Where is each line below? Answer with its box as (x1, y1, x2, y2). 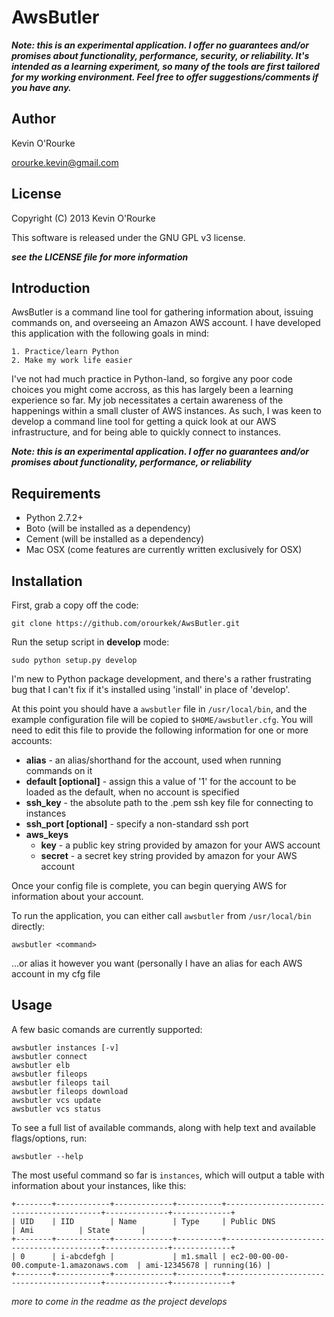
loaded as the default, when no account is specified (25, 786, 240, 798)
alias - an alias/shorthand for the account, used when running (25, 754, 282, 766)
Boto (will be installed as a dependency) (25, 522, 191, 535)
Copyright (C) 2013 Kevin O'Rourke (11, 212, 156, 224)
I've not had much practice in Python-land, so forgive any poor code (11, 373, 293, 385)
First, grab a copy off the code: (11, 599, 139, 611)
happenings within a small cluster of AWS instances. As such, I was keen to (11, 405, 322, 417)
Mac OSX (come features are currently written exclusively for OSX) (25, 544, 303, 556)
